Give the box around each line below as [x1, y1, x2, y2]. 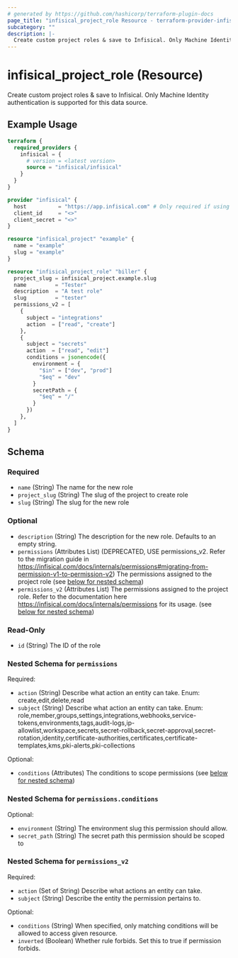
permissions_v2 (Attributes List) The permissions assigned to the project [17, 585, 229, 593]
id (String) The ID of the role [17, 641, 101, 649]
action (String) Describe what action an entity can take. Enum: [17, 689, 200, 697]
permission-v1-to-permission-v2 [17, 570, 113, 578]
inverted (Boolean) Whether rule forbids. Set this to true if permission [17, 936, 222, 945]
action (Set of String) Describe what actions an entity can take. [17, 886, 203, 895]
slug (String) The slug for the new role [17, 498, 130, 507]
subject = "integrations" [25, 314, 103, 321]
